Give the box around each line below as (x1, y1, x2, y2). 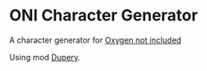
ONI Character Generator (9, 5, 198, 26)
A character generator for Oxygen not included (9, 35, 182, 45)
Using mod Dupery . (9, 51, 81, 62)
